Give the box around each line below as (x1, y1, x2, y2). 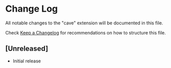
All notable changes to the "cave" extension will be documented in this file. (5, 20, 163, 26)
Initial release (12, 58, 41, 64)
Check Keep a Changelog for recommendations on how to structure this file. (5, 29, 166, 36)
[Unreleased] (5, 44, 49, 53)
